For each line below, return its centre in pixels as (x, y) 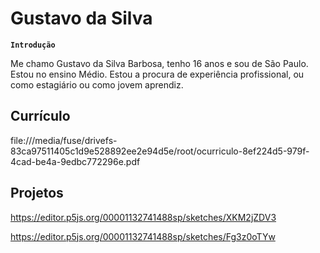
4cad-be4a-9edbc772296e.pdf (75, 161)
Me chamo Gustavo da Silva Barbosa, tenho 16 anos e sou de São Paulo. (159, 63)
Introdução (33, 45)
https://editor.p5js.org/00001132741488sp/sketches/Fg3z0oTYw (143, 236)
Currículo (40, 116)
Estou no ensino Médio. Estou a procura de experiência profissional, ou (157, 74)
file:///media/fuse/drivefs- (64, 140)
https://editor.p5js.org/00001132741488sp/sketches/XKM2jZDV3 (143, 217)
